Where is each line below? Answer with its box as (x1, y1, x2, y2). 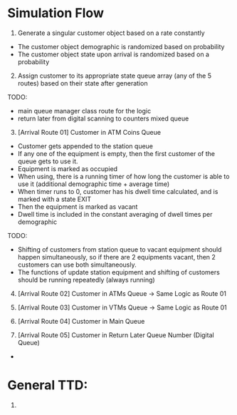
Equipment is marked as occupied (17, 164, 118, 173)
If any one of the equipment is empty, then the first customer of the (17, 149, 216, 158)
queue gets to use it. (17, 157, 78, 165)
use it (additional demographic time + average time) (17, 180, 170, 188)
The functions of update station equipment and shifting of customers (17, 267, 221, 276)
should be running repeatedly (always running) (17, 275, 155, 284)
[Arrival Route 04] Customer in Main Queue (17, 317, 145, 325)
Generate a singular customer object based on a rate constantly (17, 29, 205, 37)
